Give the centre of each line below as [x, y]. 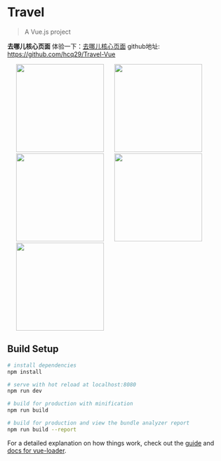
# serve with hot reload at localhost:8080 [72, 384]
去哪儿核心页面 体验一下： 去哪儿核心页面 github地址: [83, 46]
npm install [25, 372]
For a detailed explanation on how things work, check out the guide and [111, 443]
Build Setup [33, 349]
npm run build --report [42, 429]
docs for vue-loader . [37, 450]
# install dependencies [42, 365]
